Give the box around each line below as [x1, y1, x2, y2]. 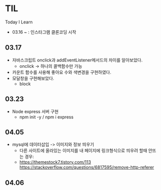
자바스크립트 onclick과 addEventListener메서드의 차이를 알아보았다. [12, 57, 143, 63]
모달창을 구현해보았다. [12, 75, 55, 81]
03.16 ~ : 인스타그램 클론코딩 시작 [12, 29, 77, 35]
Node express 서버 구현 [12, 108, 59, 114]
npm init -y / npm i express [19, 114, 74, 120]
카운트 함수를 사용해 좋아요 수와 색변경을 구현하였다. [12, 69, 111, 75]
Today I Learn [5, 19, 33, 25]
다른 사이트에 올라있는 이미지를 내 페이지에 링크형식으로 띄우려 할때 [19, 148, 147, 153]
